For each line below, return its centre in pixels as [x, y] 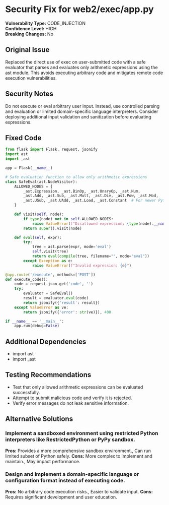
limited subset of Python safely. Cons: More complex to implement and [79, 456]
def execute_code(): [27, 279]
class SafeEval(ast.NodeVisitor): [41, 182]
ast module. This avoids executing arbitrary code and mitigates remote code [84, 73]
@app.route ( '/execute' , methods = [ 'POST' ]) [50, 275]
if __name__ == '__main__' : [35, 321]
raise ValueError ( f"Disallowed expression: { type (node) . [93, 224]
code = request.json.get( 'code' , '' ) [54, 284]
